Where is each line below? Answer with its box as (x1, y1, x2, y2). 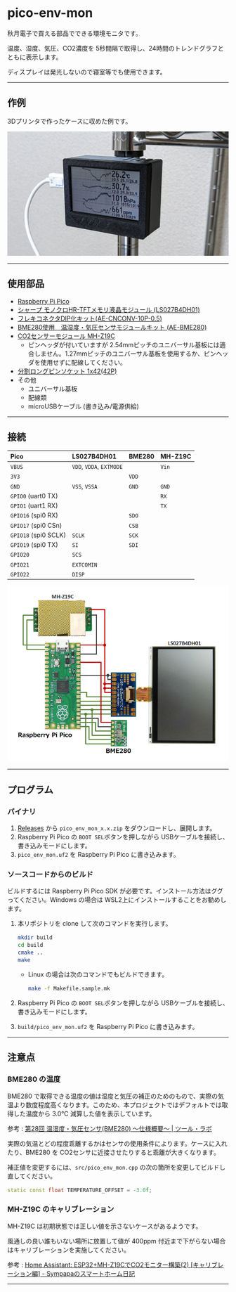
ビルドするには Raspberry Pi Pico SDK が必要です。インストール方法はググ (7, 887, 223, 896)
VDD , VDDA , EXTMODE (72, 463, 123, 471)
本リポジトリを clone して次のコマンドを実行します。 (17, 919, 172, 928)
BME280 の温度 (7, 1074, 61, 1084)
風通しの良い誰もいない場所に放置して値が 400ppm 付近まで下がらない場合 (7, 1236, 226, 1245)
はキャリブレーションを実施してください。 (7, 1246, 130, 1254)
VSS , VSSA (72, 482, 98, 490)
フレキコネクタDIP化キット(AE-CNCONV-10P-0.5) (17, 314, 163, 323)
